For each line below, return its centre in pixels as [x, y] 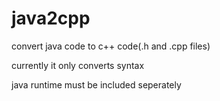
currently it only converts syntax [78, 65]
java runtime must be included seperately [96, 84]
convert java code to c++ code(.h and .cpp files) [111, 46]
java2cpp [51, 18]
